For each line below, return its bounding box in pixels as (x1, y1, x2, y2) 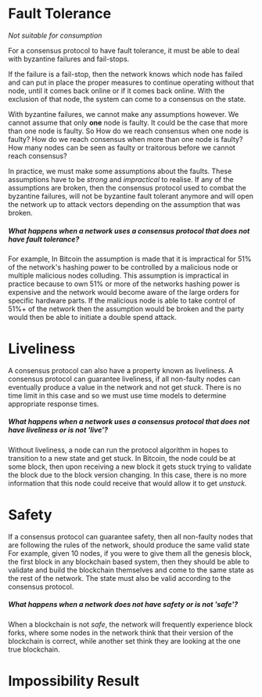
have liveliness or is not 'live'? (8, 425, 108, 435)
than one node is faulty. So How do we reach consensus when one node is (8, 126, 249, 136)
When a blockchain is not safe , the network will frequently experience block (8, 619, 253, 629)
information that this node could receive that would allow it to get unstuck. (8, 478, 247, 488)
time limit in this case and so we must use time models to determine (8, 390, 227, 400)
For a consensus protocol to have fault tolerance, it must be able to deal (8, 45, 240, 55)
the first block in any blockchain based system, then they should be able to (8, 557, 250, 566)
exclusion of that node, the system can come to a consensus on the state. (8, 94, 246, 103)
